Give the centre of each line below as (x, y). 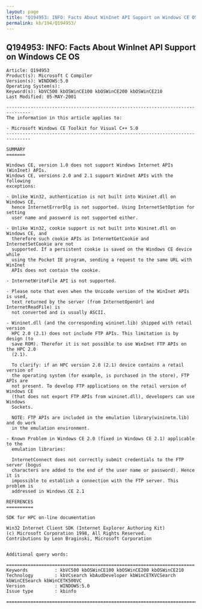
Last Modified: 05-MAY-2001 (41, 97)
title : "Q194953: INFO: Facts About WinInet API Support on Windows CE (98, 17)
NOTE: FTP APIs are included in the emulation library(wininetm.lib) (100, 418)
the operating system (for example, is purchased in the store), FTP (100, 376)
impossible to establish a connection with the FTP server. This (95, 481)
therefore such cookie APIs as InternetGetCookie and (80, 239)
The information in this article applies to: (64, 118)
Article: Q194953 (28, 71)
